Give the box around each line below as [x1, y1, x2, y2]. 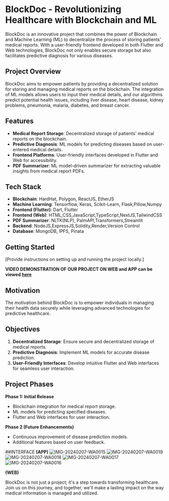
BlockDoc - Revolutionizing [5, 4, 122, 15]
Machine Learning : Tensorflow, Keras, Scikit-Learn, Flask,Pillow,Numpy [12, 201, 162, 207]
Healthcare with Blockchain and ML [5, 14, 157, 26]
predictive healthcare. [5, 310, 51, 316]
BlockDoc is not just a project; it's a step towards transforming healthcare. [5, 479, 159, 485]
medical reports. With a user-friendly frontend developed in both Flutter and [5, 41, 163, 48]
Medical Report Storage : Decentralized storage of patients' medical [12, 130, 154, 136]
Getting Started [5, 243, 55, 252]
